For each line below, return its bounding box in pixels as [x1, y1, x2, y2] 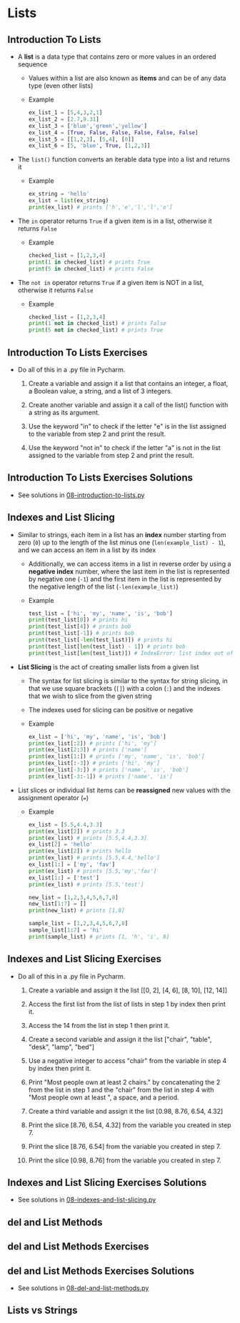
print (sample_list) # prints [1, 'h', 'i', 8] [28, 933, 170, 940]
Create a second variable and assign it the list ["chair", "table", [28, 1034, 212, 1044]
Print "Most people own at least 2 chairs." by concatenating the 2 [28, 1077, 221, 1087]
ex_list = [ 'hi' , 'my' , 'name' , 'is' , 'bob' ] [28, 733, 166, 740]
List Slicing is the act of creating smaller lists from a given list [17, 662, 199, 671]
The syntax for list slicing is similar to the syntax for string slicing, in [28, 677, 228, 685]
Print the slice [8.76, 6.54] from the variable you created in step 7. [28, 1142, 221, 1151]
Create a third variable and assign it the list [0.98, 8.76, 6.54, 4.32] [28, 1107, 224, 1115]
